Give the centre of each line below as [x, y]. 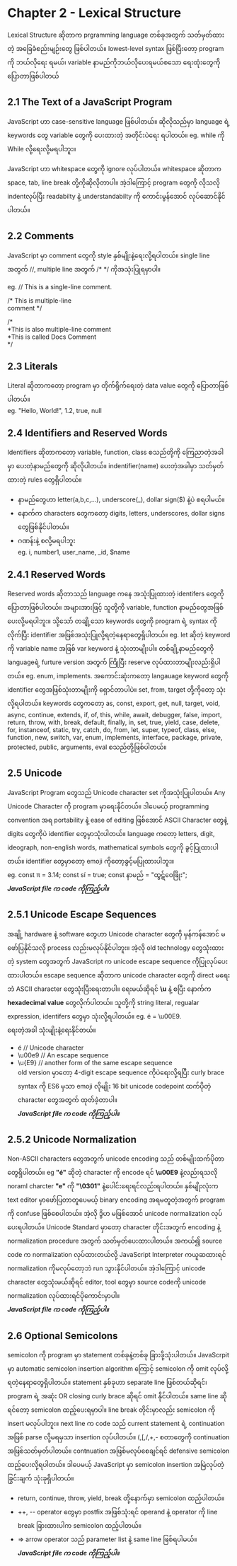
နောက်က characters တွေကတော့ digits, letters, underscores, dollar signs [121, 514]
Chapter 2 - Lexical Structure [94, 13]
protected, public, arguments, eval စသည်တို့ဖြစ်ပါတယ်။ [87, 747]
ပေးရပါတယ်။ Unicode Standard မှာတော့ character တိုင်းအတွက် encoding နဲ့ [114, 1227]
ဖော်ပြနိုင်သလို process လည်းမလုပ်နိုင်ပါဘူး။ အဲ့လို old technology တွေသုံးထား [116, 947]
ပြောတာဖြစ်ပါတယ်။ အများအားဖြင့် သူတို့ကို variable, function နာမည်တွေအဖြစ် [116, 607]
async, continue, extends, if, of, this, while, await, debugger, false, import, [115, 715]
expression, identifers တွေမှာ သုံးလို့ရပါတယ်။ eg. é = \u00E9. [94, 1016]
